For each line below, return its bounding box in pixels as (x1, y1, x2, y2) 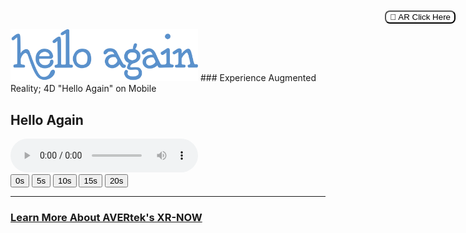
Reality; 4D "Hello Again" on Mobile (10, 83, 157, 95)
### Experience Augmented (199, 72, 317, 84)
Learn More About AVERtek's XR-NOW (10, 210, 203, 224)
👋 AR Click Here (389, 12, 451, 22)
